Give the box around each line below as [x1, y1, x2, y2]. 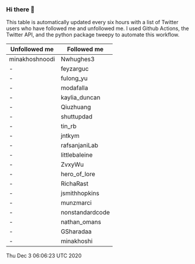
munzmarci [61, 199, 92, 207]
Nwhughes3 [61, 55, 95, 64]
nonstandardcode [61, 209, 110, 217]
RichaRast [61, 180, 89, 188]
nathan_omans [61, 218, 101, 226]
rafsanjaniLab [61, 141, 98, 150]
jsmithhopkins [61, 189, 100, 197]
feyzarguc [61, 65, 89, 73]
